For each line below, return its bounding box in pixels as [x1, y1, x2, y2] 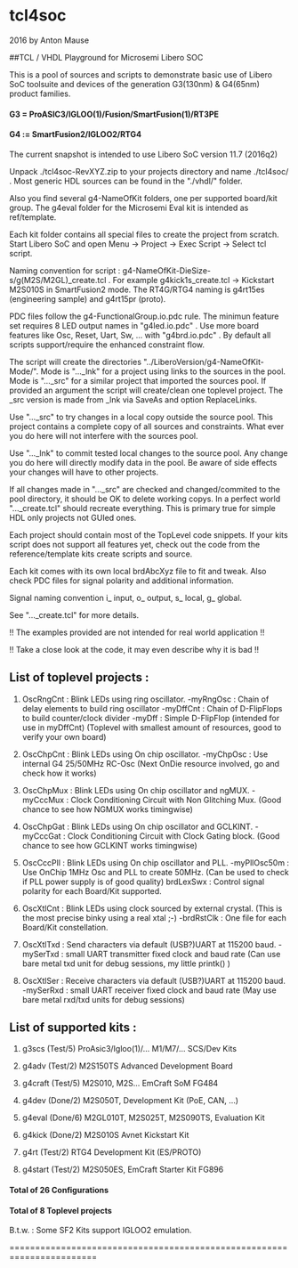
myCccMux [21, 794, 65, 805]
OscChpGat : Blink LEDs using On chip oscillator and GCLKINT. [21, 821, 254, 832]
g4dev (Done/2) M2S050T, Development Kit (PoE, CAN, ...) [21, 1095, 238, 1106]
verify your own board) [21, 731, 107, 742]
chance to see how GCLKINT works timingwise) [21, 840, 197, 850]
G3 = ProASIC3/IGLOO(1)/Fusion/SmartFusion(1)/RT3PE [9, 109, 220, 119]
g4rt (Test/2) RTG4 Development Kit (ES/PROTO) [21, 1147, 202, 1158]
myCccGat [21, 830, 61, 841]
